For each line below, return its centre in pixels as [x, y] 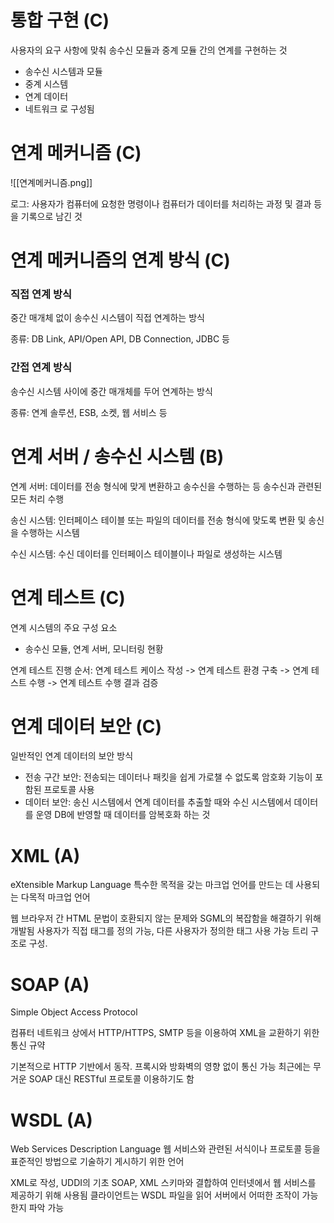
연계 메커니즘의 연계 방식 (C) [120, 260]
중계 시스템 [46, 83]
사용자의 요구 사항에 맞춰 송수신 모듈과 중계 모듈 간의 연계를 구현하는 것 [149, 50]
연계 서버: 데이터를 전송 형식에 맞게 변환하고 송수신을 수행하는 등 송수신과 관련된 [166, 486]
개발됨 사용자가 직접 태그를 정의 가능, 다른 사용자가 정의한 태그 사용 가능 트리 [159, 931]
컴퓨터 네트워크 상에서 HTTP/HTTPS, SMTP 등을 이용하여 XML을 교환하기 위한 [165, 1033]
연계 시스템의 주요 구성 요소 [64, 627]
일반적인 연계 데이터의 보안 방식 [72, 756]
